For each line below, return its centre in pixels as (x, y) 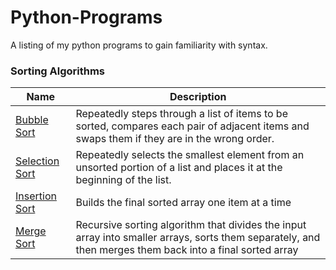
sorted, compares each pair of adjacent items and (192, 126)
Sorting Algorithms (58, 71)
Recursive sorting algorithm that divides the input (191, 225)
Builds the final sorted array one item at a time (183, 203)
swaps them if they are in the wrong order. (175, 139)
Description (198, 97)
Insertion (36, 196)
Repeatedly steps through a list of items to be (181, 114)
